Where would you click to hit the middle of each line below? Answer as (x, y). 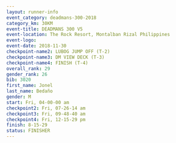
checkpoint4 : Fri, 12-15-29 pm (46, 119)
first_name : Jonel (30, 86)
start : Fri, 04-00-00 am (38, 102)
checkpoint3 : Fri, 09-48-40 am (46, 114)
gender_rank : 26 (27, 74)
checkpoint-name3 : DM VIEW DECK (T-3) (55, 57)
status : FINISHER (28, 131)
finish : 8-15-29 (27, 125)
